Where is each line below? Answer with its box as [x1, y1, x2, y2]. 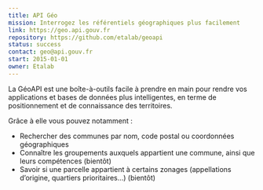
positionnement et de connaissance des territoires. [8, 100, 173, 110]
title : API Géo [8, 11, 58, 20]
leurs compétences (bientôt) [19, 156, 112, 166]
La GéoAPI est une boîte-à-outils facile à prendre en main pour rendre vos [8, 84, 247, 93]
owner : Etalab [8, 63, 55, 71]
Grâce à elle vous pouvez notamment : [8, 115, 133, 126]
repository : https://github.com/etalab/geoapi [8, 33, 163, 42]
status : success [8, 41, 61, 49]
